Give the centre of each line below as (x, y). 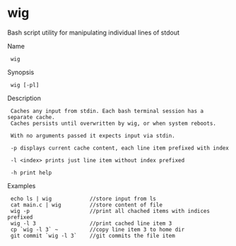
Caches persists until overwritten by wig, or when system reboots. (113, 123)
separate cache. (31, 117)
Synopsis (21, 72)
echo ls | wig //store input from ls (83, 199)
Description (24, 98)
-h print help (31, 173)
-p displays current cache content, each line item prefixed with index (120, 148)
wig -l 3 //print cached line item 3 (91, 223)
